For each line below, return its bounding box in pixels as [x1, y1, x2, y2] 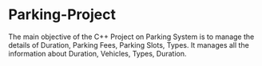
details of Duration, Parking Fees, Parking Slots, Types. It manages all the [8, 40, 249, 49]
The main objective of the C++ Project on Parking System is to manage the [8, 32, 255, 41]
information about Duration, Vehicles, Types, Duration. [8, 49, 187, 58]
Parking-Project [8, 6, 116, 24]
